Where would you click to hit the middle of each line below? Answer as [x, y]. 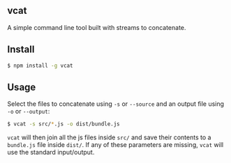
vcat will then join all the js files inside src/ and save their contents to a [109, 137]
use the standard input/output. [51, 153]
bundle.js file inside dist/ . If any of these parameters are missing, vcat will [115, 145]
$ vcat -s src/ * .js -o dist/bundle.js [64, 124]
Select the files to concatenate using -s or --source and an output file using [116, 104]
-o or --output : [29, 111]
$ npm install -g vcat [40, 65]
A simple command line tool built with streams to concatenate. [97, 27]
